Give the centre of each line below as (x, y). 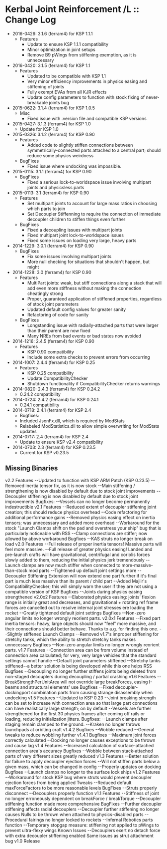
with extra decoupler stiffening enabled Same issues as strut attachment (79, 836)
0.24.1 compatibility (40, 405)
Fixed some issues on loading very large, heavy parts (82, 240)
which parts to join (46, 209)
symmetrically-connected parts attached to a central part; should (94, 150)
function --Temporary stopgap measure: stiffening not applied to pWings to (82, 825)
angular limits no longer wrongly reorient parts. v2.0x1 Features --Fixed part (83, 618)
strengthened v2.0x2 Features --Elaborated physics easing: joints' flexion (80, 597)
